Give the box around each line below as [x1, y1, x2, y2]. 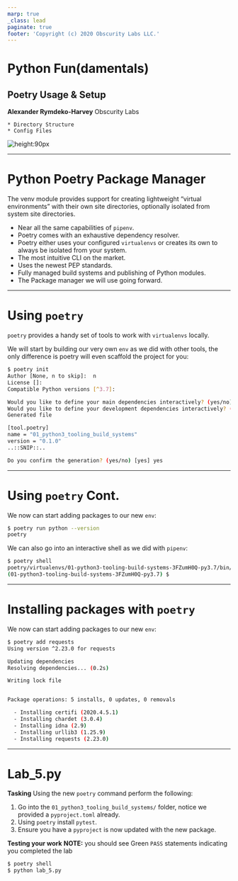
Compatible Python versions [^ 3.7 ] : [7, 385, 115, 393]
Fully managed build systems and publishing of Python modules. [17, 268, 207, 277]
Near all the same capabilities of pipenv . [17, 224, 135, 232]
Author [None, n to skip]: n [7, 373, 97, 380]
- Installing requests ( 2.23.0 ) [13, 735, 110, 742]
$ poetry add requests [7, 638, 74, 645]
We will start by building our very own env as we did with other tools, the [7, 345, 218, 353]
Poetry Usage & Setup [7, 89, 106, 101]
